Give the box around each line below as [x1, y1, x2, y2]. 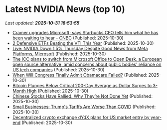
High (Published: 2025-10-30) [26, 88, 89, 94]
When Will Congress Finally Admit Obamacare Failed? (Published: [12, 72, 148, 78]
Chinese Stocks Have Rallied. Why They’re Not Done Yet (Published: [12, 93, 153, 99]
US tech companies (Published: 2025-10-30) [12, 66, 105, 73]
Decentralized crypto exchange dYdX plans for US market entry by [12, 114, 150, 120]
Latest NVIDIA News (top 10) [5, 3, 126, 15]
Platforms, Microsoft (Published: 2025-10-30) [12, 51, 106, 57]
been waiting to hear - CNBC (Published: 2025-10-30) [12, 35, 124, 41]
